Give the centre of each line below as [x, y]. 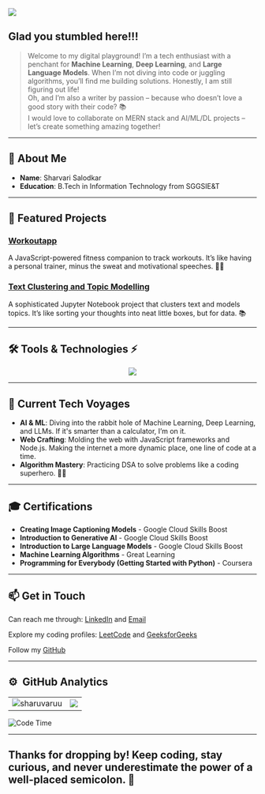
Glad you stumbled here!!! [73, 37]
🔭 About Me [37, 158]
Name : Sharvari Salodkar [60, 178]
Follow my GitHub [37, 649]
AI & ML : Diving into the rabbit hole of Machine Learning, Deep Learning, [138, 423]
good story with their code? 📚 [77, 107]
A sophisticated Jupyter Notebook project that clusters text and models [124, 304]
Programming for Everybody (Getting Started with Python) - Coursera [136, 563]
